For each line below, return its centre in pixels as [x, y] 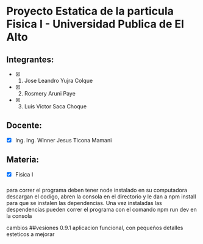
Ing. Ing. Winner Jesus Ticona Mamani [63, 140]
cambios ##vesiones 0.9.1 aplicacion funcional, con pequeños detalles [95, 228]
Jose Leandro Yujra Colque [59, 81]
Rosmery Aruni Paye [50, 93]
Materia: [23, 160]
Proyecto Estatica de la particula [90, 11]
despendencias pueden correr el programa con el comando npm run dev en [101, 209]
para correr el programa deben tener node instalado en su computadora [97, 190]
